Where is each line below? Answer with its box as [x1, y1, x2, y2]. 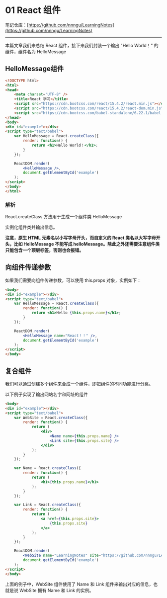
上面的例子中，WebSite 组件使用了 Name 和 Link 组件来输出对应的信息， [5, 581, 154, 587]
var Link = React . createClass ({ [14, 503, 81, 508]
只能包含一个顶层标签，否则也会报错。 [5, 247, 83, 254]
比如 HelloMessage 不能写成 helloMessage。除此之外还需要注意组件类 [13, 241, 160, 247]
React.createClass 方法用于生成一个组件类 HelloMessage [5, 214, 122, 220]
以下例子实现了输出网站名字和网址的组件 [5, 391, 88, 397]
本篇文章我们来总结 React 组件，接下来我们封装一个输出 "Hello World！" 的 [5, 42, 159, 48]
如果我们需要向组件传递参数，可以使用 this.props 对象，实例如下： [5, 277, 142, 283]
